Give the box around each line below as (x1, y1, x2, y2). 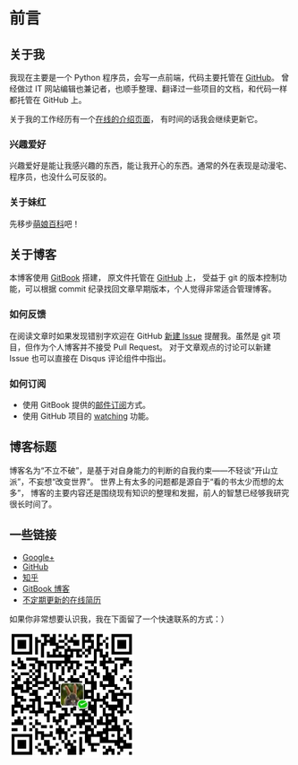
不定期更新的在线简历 (21, 594, 101, 605)
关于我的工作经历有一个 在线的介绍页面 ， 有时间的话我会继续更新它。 (9, 114, 262, 124)
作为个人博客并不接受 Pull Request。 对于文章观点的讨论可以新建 (32, 342, 271, 352)
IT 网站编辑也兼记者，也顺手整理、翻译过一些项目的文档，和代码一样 (34, 83, 288, 94)
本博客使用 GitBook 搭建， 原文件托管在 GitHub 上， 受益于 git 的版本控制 (9, 273, 279, 283)
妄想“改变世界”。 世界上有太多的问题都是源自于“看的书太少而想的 (36, 476, 277, 487)
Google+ (21, 552, 55, 562)
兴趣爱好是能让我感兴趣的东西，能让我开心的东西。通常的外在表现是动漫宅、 (9, 161, 292, 171)
